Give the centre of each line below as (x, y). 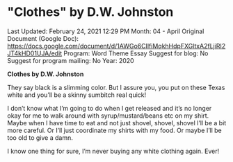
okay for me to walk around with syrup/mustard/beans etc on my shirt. (108, 116)
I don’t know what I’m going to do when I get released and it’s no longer (110, 108)
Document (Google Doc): (43, 38)
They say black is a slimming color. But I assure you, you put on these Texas (116, 87)
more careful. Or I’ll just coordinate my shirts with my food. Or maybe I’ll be (114, 130)
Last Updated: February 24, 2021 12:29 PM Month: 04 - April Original (106, 31)
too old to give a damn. (40, 137)
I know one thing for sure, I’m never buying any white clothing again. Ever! (113, 151)
